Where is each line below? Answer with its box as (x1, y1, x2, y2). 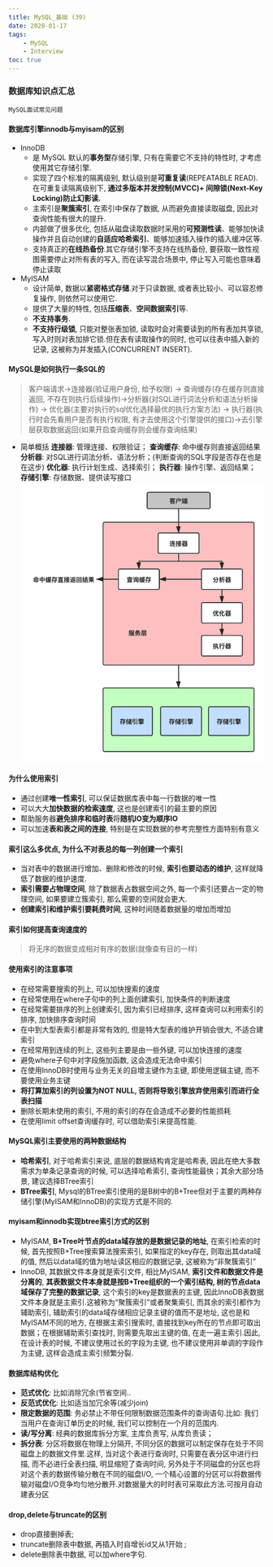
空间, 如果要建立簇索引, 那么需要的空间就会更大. (27, 894, 188, 904)
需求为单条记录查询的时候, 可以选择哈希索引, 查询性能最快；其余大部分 (19, 1166, 257, 1176)
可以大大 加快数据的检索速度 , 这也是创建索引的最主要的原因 (19, 803, 217, 813)
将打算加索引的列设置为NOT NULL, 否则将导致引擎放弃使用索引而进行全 (19, 1085, 260, 1095)
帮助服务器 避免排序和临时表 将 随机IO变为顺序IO (19, 814, 179, 823)
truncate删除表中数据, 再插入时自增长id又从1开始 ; (19, 1539, 187, 1549)
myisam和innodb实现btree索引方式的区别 (8, 1216, 149, 1226)
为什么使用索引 (8, 774, 58, 783)
